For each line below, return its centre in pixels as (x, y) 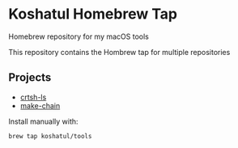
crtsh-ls (33, 97)
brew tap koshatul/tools (50, 136)
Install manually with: (43, 121)
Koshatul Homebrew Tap (93, 14)
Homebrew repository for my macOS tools (79, 36)
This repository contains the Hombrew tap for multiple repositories (119, 52)
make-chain (40, 105)
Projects (30, 78)
